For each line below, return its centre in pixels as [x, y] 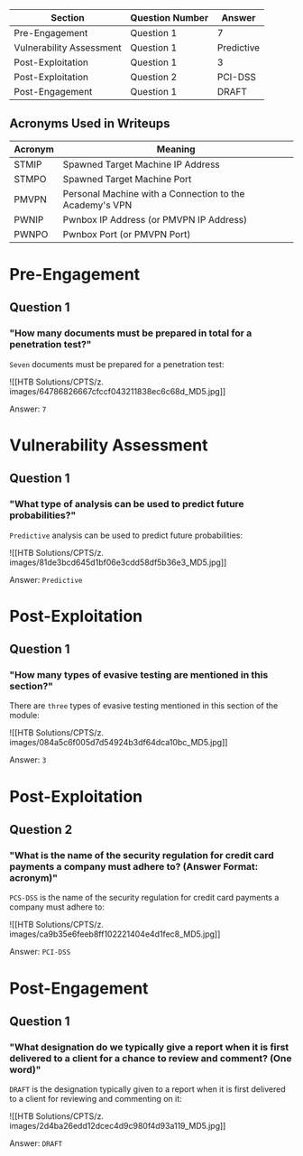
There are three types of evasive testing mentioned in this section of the [144, 706]
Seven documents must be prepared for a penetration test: [117, 364]
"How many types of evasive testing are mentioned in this [139, 675]
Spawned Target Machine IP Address [142, 164]
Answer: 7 [28, 409]
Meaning [176, 149]
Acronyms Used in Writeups [90, 124]
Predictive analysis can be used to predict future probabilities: [126, 535]
